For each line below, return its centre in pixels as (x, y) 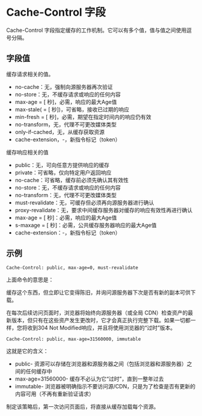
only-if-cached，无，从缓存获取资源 (60, 132)
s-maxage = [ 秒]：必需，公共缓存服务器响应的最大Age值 (86, 225)
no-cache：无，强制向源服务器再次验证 (64, 87)
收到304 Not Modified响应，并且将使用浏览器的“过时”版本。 (101, 328)
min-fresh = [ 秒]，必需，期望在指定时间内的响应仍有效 (83, 117)
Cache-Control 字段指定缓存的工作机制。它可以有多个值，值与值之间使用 (96, 30)
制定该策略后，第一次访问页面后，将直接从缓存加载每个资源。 (83, 406)
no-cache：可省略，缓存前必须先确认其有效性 (72, 180)
